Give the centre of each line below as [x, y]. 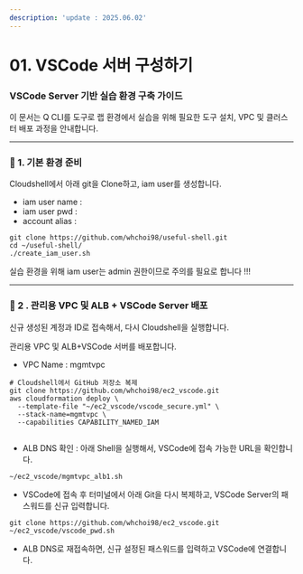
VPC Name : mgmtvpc [64, 364]
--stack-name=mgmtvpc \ [62, 414]
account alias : [49, 221]
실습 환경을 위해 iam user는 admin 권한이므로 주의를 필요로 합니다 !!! [130, 271]
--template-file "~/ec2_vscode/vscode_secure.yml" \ [119, 406]
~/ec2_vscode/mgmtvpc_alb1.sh [66, 476]
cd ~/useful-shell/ [46, 246]
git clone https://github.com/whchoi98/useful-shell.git [119, 238]
